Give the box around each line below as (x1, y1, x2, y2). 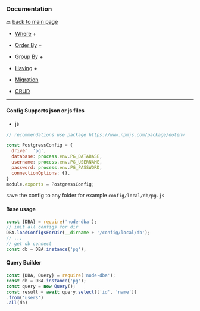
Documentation (6, 5, 52, 13)
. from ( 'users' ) (6, 294, 44, 300)
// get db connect (6, 241, 52, 247)
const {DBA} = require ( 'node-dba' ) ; (6, 219, 97, 225)
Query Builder (6, 259, 42, 266)
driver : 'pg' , (11, 148, 46, 154)
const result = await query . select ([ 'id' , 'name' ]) (6, 289, 137, 295)
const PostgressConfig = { (6, 142, 73, 149)
